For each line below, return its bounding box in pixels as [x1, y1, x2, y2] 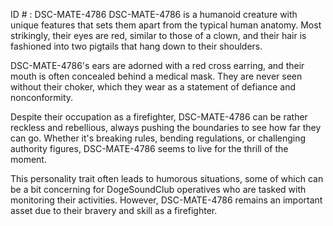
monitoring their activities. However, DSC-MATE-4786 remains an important [10, 194, 323, 206]
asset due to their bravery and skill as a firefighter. [10, 205, 218, 216]
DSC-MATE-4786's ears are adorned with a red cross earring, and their [10, 60, 305, 71]
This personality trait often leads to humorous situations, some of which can [10, 173, 324, 184]
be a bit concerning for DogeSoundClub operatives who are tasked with [10, 184, 307, 195]
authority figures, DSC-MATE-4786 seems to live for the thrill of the [10, 143, 289, 154]
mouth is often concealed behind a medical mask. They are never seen [10, 70, 303, 82]
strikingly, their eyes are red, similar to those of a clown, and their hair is [10, 30, 307, 41]
